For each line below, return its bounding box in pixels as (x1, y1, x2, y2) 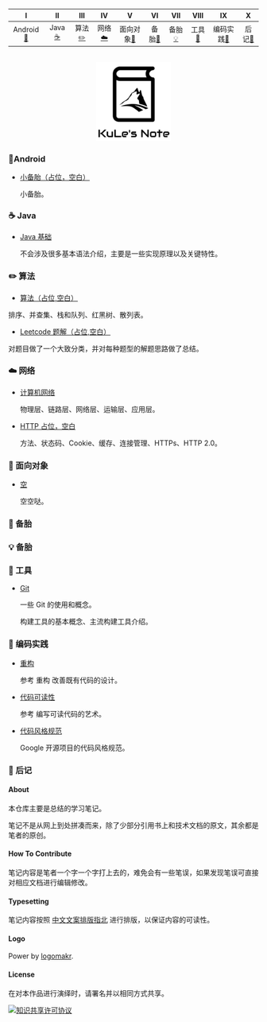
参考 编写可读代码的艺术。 (19, 709, 106, 718)
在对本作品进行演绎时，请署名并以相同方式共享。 (8, 988, 168, 998)
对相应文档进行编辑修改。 (8, 877, 92, 887)
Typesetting (8, 896, 49, 906)
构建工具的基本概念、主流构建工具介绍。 (19, 617, 153, 627)
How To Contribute (8, 849, 72, 859)
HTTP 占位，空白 (19, 421, 76, 430)
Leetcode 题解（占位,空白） (19, 327, 111, 336)
